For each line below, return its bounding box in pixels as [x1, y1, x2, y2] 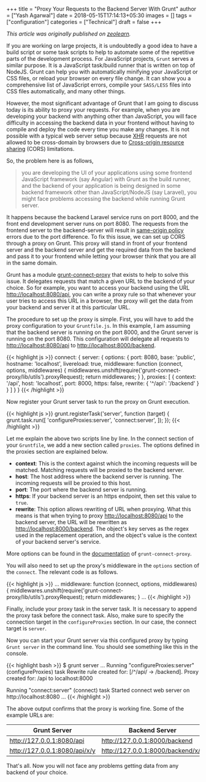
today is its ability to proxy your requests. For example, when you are [6, 106, 181, 113]
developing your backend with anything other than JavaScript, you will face [6, 113, 197, 120]
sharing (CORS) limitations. [6, 145, 75, 152]
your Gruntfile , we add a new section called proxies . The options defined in [6, 441, 200, 449]
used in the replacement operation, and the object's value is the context [15, 532, 197, 539]
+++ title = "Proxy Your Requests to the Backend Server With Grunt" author [6, 6, 197, 12]
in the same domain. [6, 259, 58, 266]
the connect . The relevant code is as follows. [6, 568, 118, 576]
